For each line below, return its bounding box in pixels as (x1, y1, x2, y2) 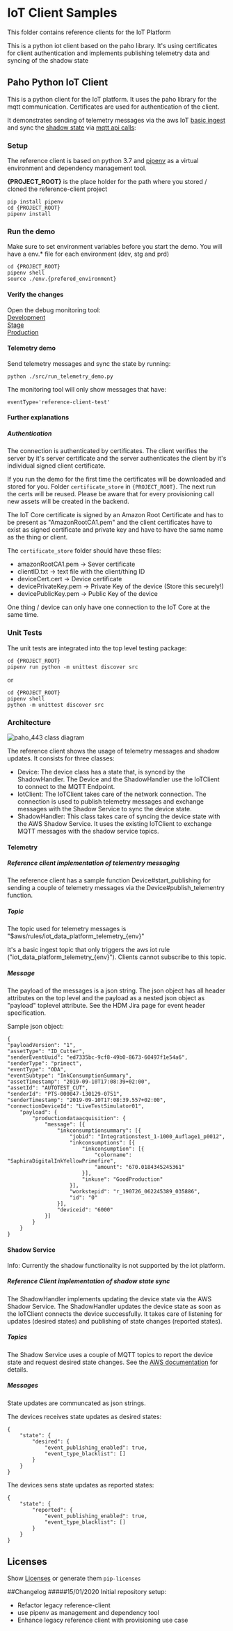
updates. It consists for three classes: (7, 754, 115, 763)
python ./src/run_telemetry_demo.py (7, 373, 113, 380)
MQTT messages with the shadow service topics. (17, 827, 159, 835)
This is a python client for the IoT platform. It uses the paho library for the (7, 95, 217, 103)
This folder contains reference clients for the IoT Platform (7, 28, 172, 36)
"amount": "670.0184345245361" (94, 1164, 186, 1171)
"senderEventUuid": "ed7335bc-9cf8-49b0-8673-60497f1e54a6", (7, 1054, 188, 1061)
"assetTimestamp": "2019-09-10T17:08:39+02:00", (7, 1078, 151, 1085)
